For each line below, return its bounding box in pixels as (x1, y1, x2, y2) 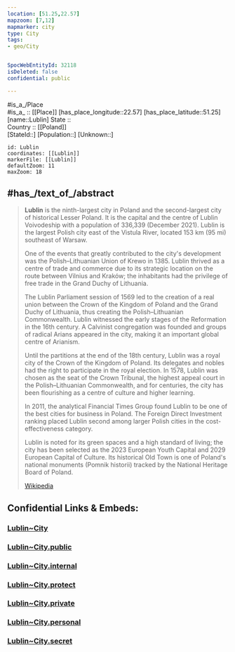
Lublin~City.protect (7, 580, 76, 589)
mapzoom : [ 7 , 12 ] (7, 17, 55, 24)
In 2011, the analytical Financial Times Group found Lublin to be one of (24, 402, 228, 411)
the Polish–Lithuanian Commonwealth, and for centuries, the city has (24, 381, 224, 390)
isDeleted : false (7, 68, 58, 75)
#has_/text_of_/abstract (7, 188, 114, 200)
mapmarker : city (7, 23, 55, 30)
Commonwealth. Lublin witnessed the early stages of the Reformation (24, 315, 227, 324)
